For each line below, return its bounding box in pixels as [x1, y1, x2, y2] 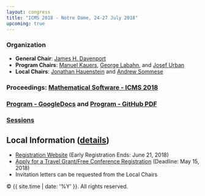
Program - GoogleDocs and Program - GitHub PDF [6, 100, 157, 108]
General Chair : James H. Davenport [15, 55, 106, 62]
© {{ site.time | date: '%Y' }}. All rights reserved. [6, 182, 129, 190]
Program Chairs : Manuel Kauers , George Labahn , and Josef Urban [15, 61, 185, 68]
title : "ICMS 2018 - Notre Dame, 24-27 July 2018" [6, 15, 138, 21]
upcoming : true [6, 20, 45, 26]
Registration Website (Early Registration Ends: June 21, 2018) [15, 151, 170, 159]
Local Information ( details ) [6, 135, 110, 145]
